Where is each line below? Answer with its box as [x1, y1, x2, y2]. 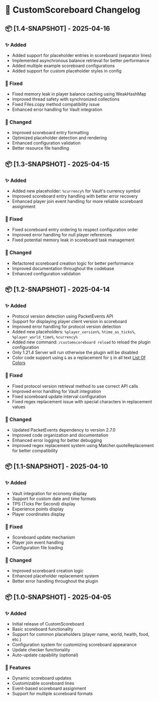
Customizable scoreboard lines [12, 681, 74, 686]
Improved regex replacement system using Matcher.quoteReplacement [12, 443, 154, 449]
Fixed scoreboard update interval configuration [12, 394, 107, 399]
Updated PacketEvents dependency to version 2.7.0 [12, 427, 115, 433]
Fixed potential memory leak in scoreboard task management [12, 237, 135, 243]
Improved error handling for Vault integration [12, 388, 101, 394]
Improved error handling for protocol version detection [12, 324, 121, 330]
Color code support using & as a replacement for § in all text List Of [12, 355, 146, 360]
